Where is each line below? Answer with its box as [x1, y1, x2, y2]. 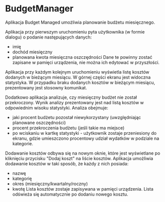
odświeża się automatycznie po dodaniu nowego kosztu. [12, 191, 128, 197]
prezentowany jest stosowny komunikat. [5, 84, 87, 90]
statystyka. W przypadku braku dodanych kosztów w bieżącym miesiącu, [5, 80, 155, 85]
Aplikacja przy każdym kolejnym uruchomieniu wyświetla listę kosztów [5, 69, 150, 75]
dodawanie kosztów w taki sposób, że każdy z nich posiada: [5, 161, 129, 166]
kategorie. [12, 140, 33, 146]
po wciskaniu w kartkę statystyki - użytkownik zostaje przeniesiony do [12, 130, 157, 136]
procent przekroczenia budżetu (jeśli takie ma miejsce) [12, 124, 125, 131]
